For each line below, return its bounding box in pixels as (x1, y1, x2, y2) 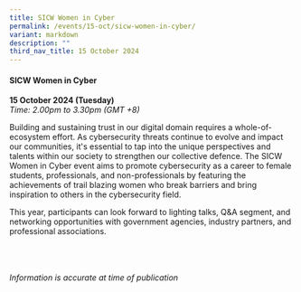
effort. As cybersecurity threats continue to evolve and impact (52, 132, 284, 143)
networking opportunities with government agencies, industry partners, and (9, 216, 292, 227)
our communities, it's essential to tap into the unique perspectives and (9, 141, 271, 152)
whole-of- (234, 122, 273, 133)
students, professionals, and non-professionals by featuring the (9, 170, 247, 181)
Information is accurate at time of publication (9, 272, 179, 283)
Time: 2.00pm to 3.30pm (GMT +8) (9, 105, 140, 116)
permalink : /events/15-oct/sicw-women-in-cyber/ (9, 22, 196, 31)
